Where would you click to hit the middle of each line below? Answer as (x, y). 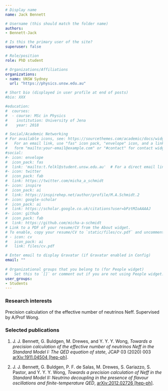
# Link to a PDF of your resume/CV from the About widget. (68, 227)
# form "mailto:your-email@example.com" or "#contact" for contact (79, 148)
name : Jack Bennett (25, 15)
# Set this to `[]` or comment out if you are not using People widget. (85, 274)
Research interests (29, 301)
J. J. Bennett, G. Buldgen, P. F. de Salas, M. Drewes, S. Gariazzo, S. (82, 367)
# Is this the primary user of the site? (49, 42)
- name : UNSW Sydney (27, 79)
